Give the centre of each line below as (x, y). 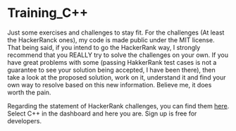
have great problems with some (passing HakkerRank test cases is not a (112, 62)
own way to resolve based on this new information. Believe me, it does (110, 85)
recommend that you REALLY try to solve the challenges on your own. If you (118, 55)
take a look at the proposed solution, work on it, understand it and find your (117, 77)
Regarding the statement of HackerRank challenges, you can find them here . (118, 106)
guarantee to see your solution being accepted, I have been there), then (112, 70)
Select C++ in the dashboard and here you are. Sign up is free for (102, 113)
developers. (25, 120)
